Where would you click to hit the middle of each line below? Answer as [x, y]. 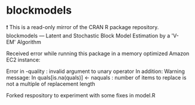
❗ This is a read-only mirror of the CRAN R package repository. [83, 27]
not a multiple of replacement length [51, 84]
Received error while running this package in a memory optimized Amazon [98, 53]
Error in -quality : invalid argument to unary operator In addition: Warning [95, 71]
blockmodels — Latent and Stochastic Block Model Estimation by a [88, 36]
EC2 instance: [23, 59]
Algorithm [29, 42]
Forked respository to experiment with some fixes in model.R [81, 95]
